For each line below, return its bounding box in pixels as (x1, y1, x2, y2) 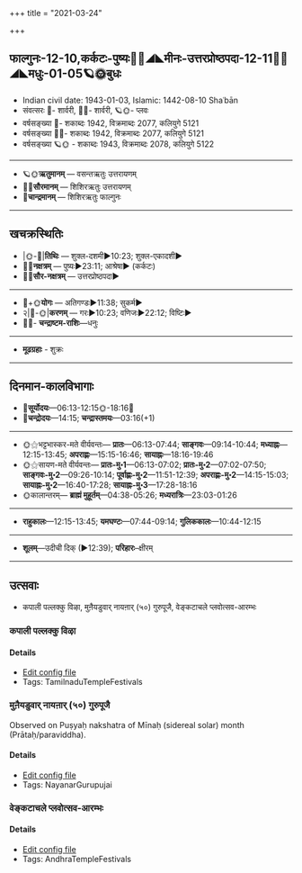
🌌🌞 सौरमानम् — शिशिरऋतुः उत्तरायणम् (22, 181, 132, 192)
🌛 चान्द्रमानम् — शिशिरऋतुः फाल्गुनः (22, 191, 121, 202)
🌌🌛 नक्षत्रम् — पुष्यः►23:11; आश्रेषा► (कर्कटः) (22, 260, 155, 271)
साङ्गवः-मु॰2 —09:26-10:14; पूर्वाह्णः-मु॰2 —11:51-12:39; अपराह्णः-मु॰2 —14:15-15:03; (22, 470, 289, 481)
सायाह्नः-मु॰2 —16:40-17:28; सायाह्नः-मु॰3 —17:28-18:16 (22, 480, 198, 490)
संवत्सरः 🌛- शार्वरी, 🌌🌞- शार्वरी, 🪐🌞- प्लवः (22, 104, 149, 115)
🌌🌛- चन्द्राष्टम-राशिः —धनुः (22, 317, 99, 328)
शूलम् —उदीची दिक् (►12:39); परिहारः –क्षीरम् (22, 543, 154, 553)
